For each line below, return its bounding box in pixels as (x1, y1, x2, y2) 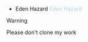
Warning (6, 17, 28, 24)
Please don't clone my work (6, 29, 76, 36)
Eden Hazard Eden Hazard (15, 5, 82, 12)
